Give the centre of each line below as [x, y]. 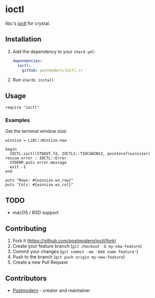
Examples [18, 120]
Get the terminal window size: [36, 131]
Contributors [26, 278]
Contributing [26, 228]
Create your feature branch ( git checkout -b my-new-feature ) [77, 246]
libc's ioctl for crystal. [28, 23]
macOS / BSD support [35, 213]
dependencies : [27, 61]
